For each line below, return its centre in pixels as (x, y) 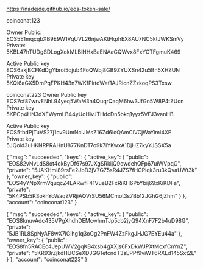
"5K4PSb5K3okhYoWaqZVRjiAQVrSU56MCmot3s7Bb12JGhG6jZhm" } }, (97, 196)
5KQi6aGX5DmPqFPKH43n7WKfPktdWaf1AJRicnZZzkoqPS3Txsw (89, 83)
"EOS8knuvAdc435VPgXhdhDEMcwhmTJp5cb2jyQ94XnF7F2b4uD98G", (98, 221)
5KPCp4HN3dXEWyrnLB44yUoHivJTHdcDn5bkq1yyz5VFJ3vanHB (90, 114)
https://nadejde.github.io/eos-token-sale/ (59, 9)
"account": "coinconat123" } (42, 202)
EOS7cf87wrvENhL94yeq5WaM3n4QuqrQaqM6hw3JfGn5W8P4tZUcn (95, 101)
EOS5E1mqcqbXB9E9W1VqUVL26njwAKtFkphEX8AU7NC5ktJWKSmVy (95, 39)
